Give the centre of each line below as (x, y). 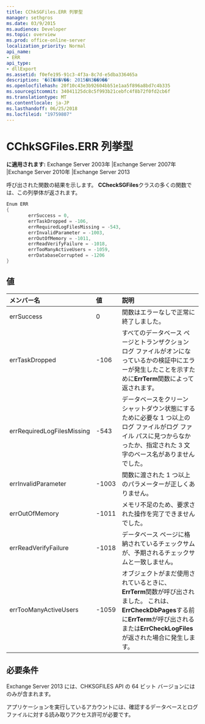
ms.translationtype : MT (37, 97)
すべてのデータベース (152, 332)
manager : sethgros (30, 18)
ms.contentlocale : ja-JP (38, 103)
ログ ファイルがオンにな (156, 351)
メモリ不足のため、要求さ (158, 505)
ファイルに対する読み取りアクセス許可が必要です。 (70, 714)
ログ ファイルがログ (150, 426)
